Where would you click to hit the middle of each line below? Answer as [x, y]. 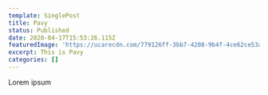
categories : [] [33, 60]
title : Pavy [28, 23]
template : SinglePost [44, 15]
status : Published [39, 30]
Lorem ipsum [30, 82]
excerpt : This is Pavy [46, 52]
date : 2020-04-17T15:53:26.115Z [62, 38]
